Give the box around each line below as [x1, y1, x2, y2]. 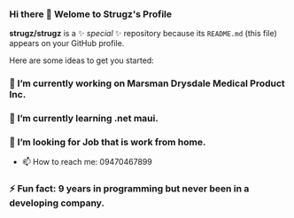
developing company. [9, 197, 104, 209]
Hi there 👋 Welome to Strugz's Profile [9, 8, 173, 20]
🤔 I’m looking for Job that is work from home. [9, 136, 206, 149]
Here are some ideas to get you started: [9, 55, 155, 66]
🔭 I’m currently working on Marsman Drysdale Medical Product [9, 77, 285, 90]
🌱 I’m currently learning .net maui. [9, 113, 159, 125]
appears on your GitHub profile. [9, 38, 125, 49]
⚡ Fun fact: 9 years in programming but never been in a [9, 183, 250, 195]
